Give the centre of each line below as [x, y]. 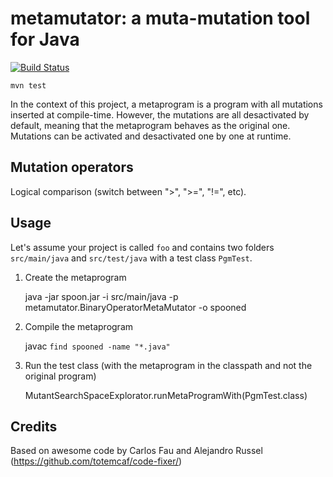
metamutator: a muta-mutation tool [160, 18]
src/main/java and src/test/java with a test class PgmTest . [131, 258]
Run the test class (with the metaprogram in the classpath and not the [168, 365]
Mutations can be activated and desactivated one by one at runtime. [151, 136]
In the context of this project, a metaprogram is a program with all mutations [166, 104]
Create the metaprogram [75, 277]
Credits [34, 426]
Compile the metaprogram [79, 326]
